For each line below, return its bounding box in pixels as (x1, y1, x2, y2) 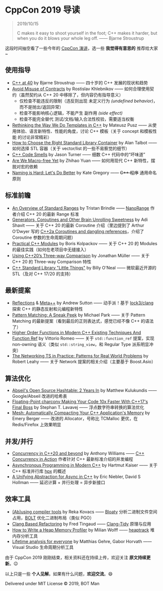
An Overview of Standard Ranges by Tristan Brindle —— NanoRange (12, 205, 149, 211)
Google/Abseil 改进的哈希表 (12, 393, 67, 399)
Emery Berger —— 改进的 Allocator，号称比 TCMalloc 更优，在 (12, 416, 138, 421)
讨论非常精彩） (21, 134, 52, 140)
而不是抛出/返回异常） (19, 104, 64, 109)
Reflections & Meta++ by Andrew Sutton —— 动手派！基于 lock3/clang (12, 300, 154, 306)
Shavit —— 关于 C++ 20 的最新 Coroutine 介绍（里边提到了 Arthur (12, 222, 145, 228)
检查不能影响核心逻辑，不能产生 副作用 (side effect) (19, 110, 123, 116)
